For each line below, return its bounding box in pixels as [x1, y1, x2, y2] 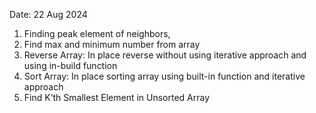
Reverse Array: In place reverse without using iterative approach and [23, 49, 307, 61]
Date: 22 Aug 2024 [9, 9, 88, 20]
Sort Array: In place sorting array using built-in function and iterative [23, 70, 306, 82]
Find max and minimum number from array [23, 39, 201, 50]
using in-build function [23, 60, 118, 71]
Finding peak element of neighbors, [23, 28, 171, 39]
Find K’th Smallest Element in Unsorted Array [23, 92, 211, 103]
